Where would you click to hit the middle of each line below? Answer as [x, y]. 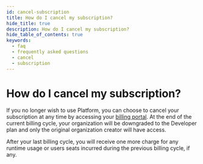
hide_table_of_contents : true [45, 35]
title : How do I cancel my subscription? [60, 18]
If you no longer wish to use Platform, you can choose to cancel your [93, 110]
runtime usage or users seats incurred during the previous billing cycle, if [98, 148]
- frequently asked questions [50, 52]
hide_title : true [28, 23]
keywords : [19, 40]
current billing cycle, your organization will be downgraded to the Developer [101, 124]
